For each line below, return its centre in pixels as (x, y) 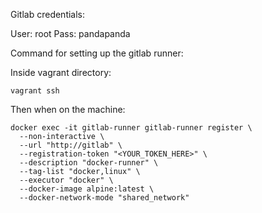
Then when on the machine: (68, 109)
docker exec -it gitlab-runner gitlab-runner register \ (131, 128)
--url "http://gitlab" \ (71, 145)
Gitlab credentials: (48, 14)
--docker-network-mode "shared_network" (104, 198)
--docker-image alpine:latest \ (87, 189)
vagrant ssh (35, 91)
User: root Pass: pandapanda (70, 33)
